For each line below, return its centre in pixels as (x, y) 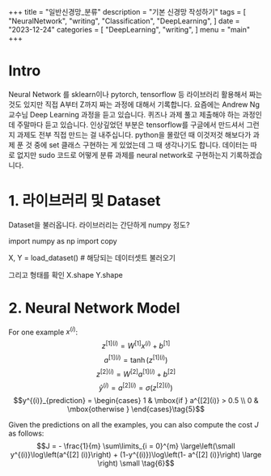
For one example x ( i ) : (43, 331)
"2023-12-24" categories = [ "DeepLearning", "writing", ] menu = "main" (129, 30)
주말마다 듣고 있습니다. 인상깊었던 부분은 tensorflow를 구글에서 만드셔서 (131, 125)
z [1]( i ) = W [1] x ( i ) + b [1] (136, 345)
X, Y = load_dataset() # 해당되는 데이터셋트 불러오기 (92, 257)
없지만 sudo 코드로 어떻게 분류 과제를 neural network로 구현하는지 (122, 155)
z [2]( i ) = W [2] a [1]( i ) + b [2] (136, 373)
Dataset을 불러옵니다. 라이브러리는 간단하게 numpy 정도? (99, 224)
